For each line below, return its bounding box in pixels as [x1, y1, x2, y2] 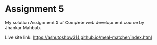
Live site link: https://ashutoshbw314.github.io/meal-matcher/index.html [5, 34, 152, 40]
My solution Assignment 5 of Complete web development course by [5, 20, 145, 25]
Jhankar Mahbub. [5, 24, 41, 30]
